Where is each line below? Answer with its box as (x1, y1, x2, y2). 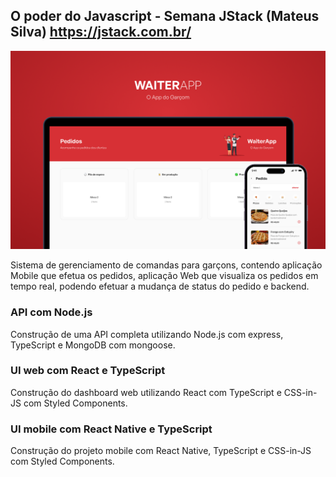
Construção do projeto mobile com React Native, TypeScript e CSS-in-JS (10, 445, 312, 457)
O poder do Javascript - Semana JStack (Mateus (10, 8, 320, 25)
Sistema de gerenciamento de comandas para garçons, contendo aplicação (10, 259, 323, 271)
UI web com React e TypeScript (10, 364, 166, 378)
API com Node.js (10, 305, 93, 319)
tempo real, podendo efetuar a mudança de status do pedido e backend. (10, 280, 310, 293)
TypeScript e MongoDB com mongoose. (10, 339, 176, 351)
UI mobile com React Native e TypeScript (10, 422, 213, 436)
